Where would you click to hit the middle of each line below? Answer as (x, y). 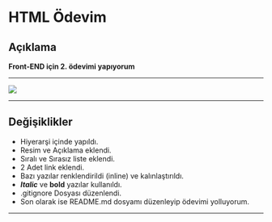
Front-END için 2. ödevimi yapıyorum (72, 66)
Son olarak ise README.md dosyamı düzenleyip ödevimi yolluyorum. (134, 201)
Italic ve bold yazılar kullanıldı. (71, 184)
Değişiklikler (40, 122)
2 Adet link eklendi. (52, 167)
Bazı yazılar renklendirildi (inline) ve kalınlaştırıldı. (102, 176)
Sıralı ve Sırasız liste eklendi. (68, 158)
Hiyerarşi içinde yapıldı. (59, 141)
